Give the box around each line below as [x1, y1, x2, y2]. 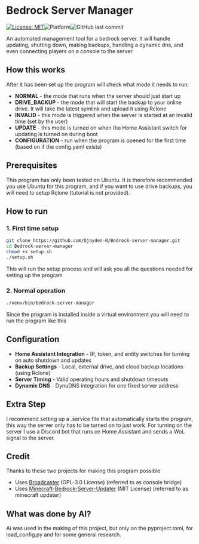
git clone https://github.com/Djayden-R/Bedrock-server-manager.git [6, 238, 180, 244]
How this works [6, 65, 66, 75]
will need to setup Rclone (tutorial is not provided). [6, 189, 130, 196]
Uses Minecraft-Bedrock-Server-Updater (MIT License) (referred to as [14, 485, 188, 493]
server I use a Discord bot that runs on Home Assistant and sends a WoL [6, 428, 185, 435]
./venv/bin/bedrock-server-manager [6, 300, 95, 306]
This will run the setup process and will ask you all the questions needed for [6, 265, 193, 272]
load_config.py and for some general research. [6, 531, 121, 538]
